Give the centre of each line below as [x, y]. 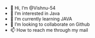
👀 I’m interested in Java [35, 13]
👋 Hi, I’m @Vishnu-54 [33, 8]
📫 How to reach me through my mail [49, 30]
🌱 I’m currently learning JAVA [41, 19]
